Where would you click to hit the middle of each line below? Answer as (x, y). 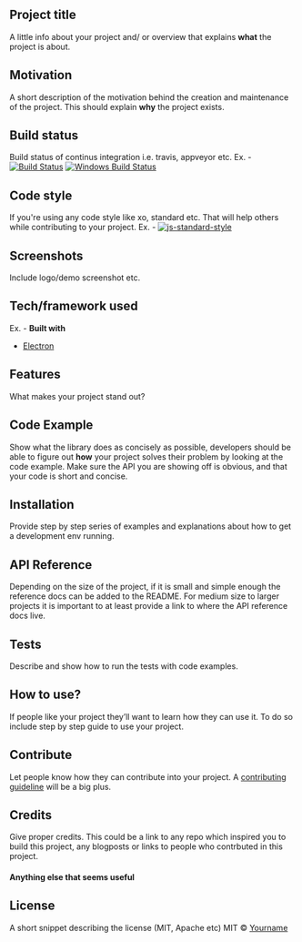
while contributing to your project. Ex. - (83, 228)
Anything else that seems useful (72, 876)
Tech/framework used (74, 306)
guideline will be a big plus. (60, 786)
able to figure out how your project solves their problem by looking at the (146, 456)
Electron (38, 346)
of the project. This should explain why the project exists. (117, 106)
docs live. (27, 616)
